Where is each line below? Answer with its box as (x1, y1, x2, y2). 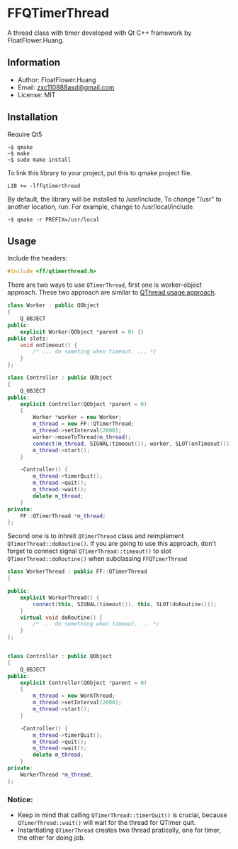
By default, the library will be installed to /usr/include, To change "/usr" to (7, 195, 222, 203)
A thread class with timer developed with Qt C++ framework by (7, 28, 192, 37)
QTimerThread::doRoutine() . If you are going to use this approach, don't (7, 539, 217, 548)
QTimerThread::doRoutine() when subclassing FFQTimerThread (7, 554, 188, 563)
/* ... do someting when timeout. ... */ (33, 348, 157, 356)
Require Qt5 (7, 130, 42, 138)
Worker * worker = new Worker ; (33, 414, 122, 421)
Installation (7, 111, 58, 124)
